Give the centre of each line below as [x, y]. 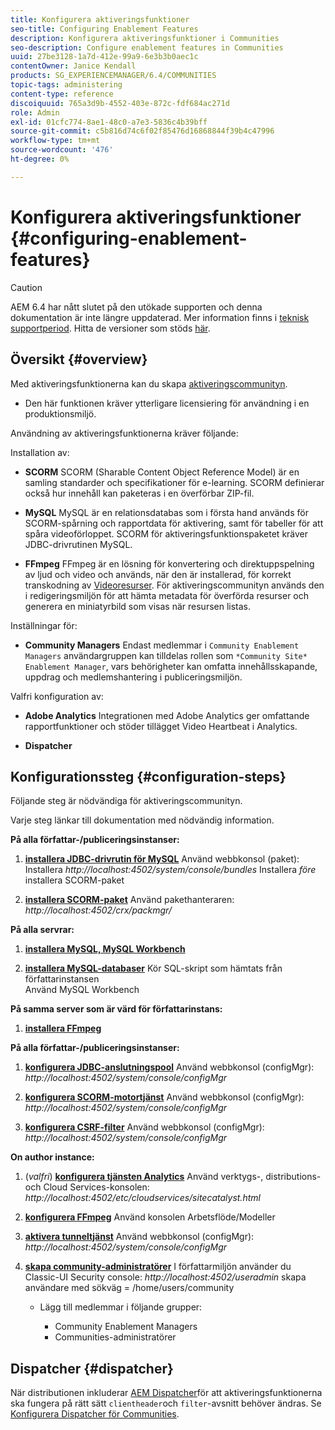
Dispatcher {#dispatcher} [92, 1368]
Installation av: [40, 452]
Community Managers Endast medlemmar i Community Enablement [162, 645]
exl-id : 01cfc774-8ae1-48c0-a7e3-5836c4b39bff [109, 122]
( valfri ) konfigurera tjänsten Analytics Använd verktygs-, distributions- [173, 1177]
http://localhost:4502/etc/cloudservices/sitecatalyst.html [142, 1198]
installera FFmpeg [63, 1028]
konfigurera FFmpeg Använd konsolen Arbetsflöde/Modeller [150, 1217]
